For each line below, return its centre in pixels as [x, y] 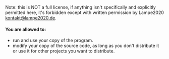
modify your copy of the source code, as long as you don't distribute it [86, 46]
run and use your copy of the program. [53, 40]
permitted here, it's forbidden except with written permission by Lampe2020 [84, 12]
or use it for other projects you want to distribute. [64, 51]
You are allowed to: [26, 29]
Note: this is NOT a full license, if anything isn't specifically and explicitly [81, 7]
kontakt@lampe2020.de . [31, 18]
